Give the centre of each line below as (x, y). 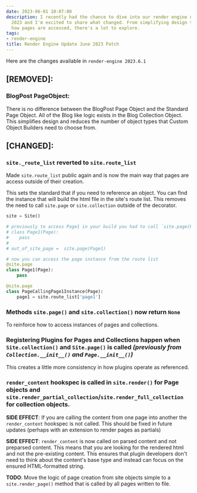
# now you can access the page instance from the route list (82, 259)
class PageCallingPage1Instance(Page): (55, 291)
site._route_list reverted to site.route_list (71, 162)
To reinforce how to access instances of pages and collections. (83, 324)
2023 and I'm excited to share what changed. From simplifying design (99, 22)
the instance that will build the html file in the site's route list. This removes (96, 199)
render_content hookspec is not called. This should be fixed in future (89, 423)
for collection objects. (38, 404)
